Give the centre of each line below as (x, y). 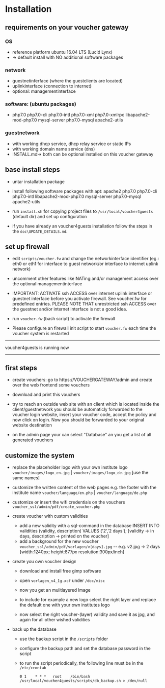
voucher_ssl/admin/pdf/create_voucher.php (56, 507)
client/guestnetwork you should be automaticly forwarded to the (77, 409)
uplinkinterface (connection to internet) (52, 86)
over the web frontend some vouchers (51, 385)
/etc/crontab (33, 668)
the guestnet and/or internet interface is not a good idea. (70, 309)
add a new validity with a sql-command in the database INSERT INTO (89, 526)
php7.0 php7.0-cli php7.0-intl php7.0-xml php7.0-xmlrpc (68, 115)
